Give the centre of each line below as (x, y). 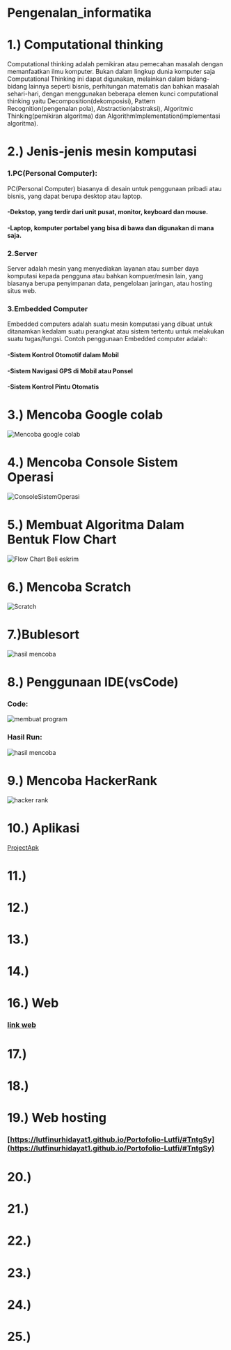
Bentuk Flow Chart (62, 540)
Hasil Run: (25, 737)
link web (22, 1025)
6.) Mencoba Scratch (69, 587)
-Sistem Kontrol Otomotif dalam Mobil (63, 354)
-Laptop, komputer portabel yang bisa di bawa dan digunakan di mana (111, 227)
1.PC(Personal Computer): (52, 174)
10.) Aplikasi (43, 828)
